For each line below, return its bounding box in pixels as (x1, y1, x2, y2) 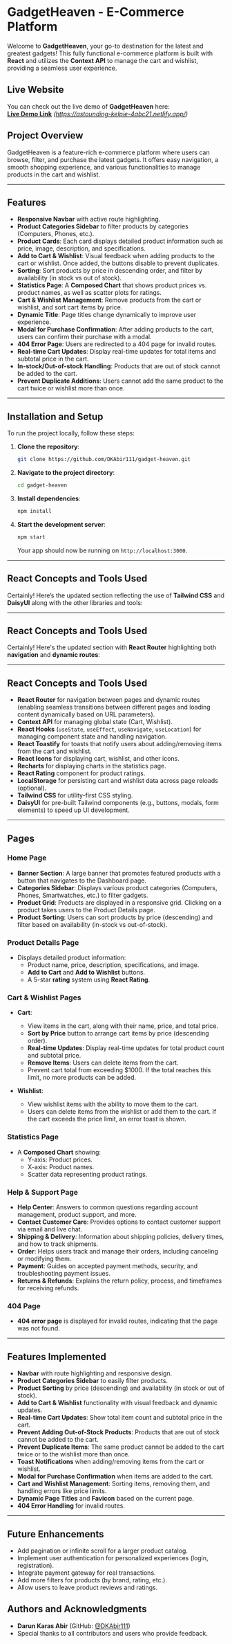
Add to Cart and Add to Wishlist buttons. (27, 968, 146, 977)
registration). (17, 1561, 54, 1569)
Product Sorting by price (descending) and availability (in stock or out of (17, 1384, 225, 1392)
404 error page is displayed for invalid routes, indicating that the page (17, 1317, 218, 1326)
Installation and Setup (7, 410, 104, 422)
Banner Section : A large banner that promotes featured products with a (17, 869, 221, 877)
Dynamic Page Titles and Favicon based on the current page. (17, 1494, 195, 1503)
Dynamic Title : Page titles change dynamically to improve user (17, 311, 197, 319)
